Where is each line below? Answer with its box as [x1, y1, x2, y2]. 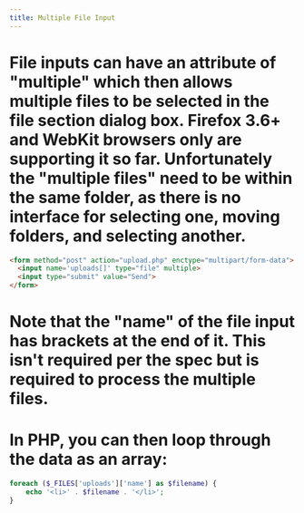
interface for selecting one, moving [9, 206, 280, 227]
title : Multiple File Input [9, 13, 116, 23]
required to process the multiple [9, 369, 257, 390]
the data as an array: [9, 450, 168, 469]
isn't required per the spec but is [9, 350, 260, 371]
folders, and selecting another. [9, 226, 247, 246]
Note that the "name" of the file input [9, 312, 295, 332]
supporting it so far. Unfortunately [9, 149, 273, 169]
